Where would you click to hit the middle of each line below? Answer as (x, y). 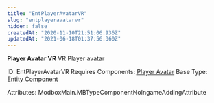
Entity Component (33, 79)
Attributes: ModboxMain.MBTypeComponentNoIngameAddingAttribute (107, 93)
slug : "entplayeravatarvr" (46, 20)
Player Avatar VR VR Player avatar (56, 58)
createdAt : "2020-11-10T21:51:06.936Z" (64, 33)
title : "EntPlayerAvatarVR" (47, 13)
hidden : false (27, 26)
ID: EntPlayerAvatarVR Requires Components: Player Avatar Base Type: (107, 72)
